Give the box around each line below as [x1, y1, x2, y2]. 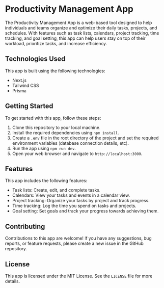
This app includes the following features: [5, 178, 87, 183]
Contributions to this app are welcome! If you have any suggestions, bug [5, 236, 152, 241]
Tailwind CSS [12, 82, 39, 88]
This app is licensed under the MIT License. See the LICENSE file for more [5, 273, 153, 279]
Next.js [12, 77, 27, 83]
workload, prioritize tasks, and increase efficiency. [5, 40, 107, 46]
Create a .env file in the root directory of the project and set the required [12, 135, 159, 141]
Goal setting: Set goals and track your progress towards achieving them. [12, 208, 159, 214]
